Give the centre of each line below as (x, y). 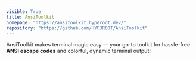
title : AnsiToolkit (30, 17)
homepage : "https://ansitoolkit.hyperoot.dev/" (66, 22)
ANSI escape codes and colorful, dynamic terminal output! (78, 51)
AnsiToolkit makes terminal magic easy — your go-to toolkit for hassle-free (98, 45)
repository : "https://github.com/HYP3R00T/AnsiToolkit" (77, 28)
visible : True (24, 11)
